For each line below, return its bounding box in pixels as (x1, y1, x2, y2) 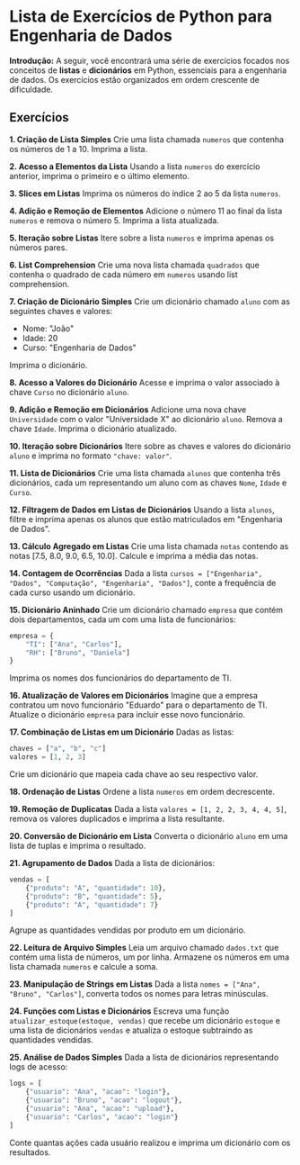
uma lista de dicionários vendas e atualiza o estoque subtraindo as (9, 1025, 253, 1036)
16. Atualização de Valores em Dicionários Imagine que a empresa (9, 691, 259, 701)
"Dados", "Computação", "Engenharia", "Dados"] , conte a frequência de (9, 577, 277, 588)
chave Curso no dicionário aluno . (9, 386, 129, 397)
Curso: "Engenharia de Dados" (22, 342, 137, 353)
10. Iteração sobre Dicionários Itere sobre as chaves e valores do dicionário (9, 440, 292, 451)
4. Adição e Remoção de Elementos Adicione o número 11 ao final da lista (9, 205, 283, 216)
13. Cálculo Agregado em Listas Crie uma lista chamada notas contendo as (9, 540, 289, 551)
